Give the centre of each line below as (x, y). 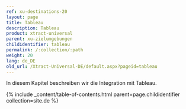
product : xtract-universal (39, 34)
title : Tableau (25, 22)
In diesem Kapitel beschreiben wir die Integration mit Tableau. (81, 83)
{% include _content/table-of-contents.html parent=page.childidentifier (93, 94)
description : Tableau (33, 28)
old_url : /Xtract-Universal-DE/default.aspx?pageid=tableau (82, 66)
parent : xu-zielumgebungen (39, 39)
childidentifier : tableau (38, 45)
